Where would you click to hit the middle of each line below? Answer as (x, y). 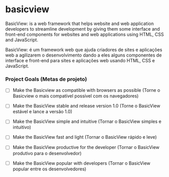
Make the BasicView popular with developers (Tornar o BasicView (81, 163)
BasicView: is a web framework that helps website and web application (80, 23)
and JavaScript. (22, 40)
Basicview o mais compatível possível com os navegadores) (76, 96)
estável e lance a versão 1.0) (43, 112)
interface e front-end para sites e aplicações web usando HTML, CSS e (80, 60)
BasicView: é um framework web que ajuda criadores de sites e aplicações (84, 49)
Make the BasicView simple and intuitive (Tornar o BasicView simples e (87, 121)
